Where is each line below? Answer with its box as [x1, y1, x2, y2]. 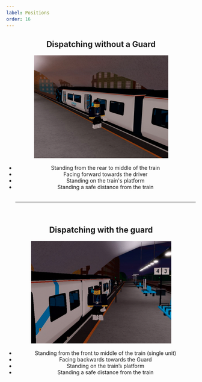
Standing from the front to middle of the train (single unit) [34, 349, 177, 357]
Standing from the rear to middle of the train [50, 164, 161, 172]
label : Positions [6, 10, 50, 16]
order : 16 [6, 16, 31, 22]
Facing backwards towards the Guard [59, 356, 152, 363]
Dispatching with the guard [49, 225, 153, 235]
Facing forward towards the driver [63, 171, 148, 178]
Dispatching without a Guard [46, 39, 156, 49]
